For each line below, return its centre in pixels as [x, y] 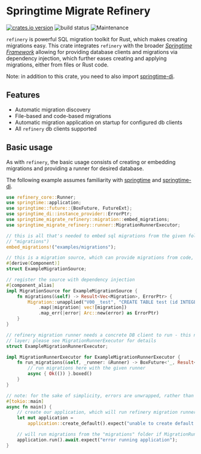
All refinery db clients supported [56, 128]
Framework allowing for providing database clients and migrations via [92, 52]
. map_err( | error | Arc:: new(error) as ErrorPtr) [99, 313]
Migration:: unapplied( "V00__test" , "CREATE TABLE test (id [103, 302]
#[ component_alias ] [31, 285]
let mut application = [45, 418]
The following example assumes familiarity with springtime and [84, 180]
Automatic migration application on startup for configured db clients [98, 122]
